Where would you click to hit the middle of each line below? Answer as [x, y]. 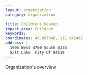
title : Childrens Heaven [32, 24]
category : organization [31, 15]
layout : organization [28, 10]
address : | [17, 43]
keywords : [16, 34]
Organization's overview [31, 67]
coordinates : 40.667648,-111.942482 [44, 38]
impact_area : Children [29, 29]
